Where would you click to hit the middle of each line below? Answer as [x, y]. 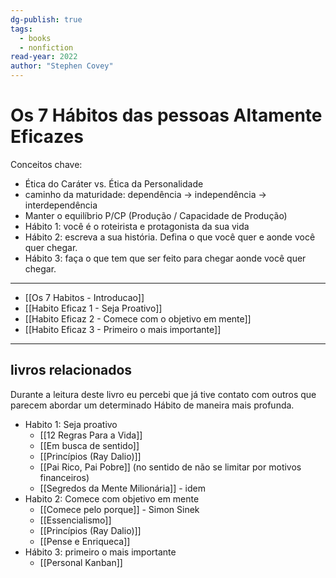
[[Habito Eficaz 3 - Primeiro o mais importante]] [123, 329]
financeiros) [64, 477]
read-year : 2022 [44, 57]
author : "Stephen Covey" [62, 66]
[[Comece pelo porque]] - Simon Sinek [119, 509]
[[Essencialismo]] [75, 520]
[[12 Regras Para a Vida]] [91, 435]
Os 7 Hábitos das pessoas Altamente [166, 115]
